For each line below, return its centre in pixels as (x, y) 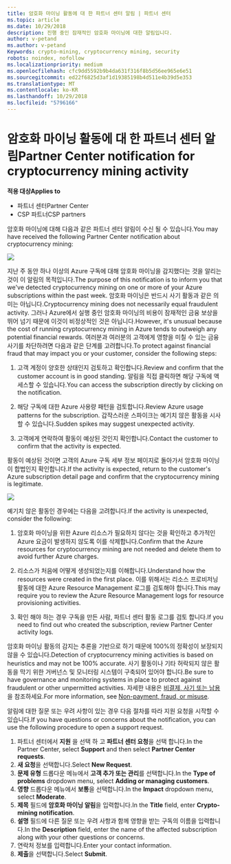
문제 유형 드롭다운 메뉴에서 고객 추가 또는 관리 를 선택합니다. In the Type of (116, 773)
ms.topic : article (33, 20)
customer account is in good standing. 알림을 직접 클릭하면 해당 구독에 (114, 376)
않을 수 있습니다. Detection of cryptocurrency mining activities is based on (110, 655)
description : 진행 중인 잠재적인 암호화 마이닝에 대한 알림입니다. (90, 33)
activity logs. (35, 632)
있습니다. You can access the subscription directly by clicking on (133, 385)
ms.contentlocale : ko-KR (43, 90)
